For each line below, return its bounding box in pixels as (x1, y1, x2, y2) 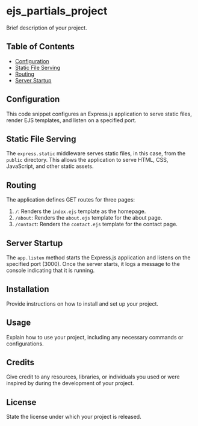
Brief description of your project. (6, 24, 87, 31)
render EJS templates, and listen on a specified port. (6, 116, 137, 124)
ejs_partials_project (6, 4, 108, 18)
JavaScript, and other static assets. (6, 162, 94, 170)
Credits (6, 357, 35, 368)
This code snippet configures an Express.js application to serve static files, (6, 110, 193, 117)
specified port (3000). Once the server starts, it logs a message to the (6, 261, 181, 267)
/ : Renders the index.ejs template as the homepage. (14, 208, 146, 215)
